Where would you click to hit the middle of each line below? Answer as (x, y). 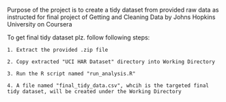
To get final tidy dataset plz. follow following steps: (79, 37)
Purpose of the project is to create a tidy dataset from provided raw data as (113, 10)
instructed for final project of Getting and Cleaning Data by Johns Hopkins (112, 17)
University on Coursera (40, 24)
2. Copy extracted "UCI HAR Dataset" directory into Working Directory (111, 62)
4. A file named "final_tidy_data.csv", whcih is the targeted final (108, 86)
